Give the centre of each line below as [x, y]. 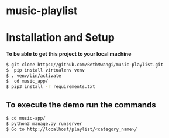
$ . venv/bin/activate [34, 75]
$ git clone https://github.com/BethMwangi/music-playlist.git [85, 65]
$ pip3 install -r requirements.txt [51, 86]
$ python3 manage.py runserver [44, 124]
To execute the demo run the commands [81, 105]
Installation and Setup [61, 38]
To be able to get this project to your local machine [69, 54]
